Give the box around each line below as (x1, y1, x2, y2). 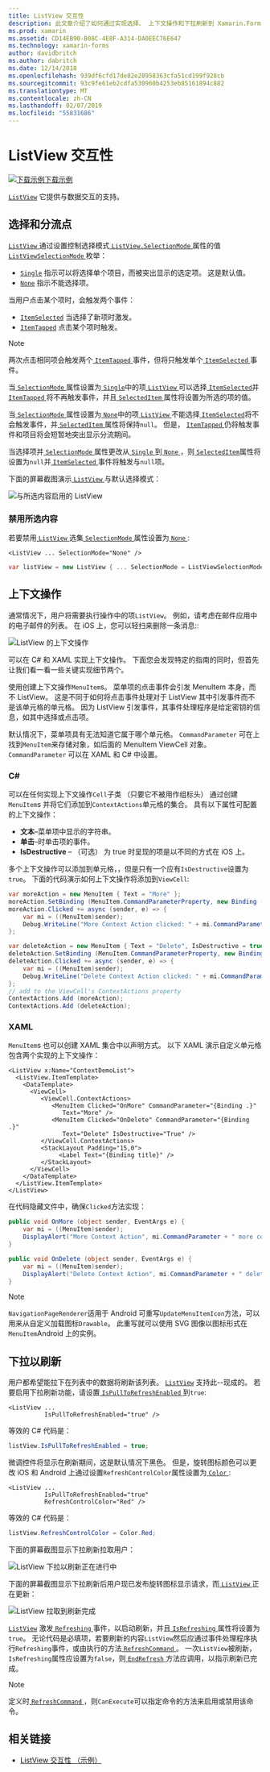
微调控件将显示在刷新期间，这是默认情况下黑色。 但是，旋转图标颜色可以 (8, 1458, 250, 1467)
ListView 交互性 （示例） (19, 1755, 102, 1765)
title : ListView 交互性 (8, 11, 84, 20)
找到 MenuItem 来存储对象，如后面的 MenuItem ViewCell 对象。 (8, 739, 211, 749)
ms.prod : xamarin (8, 27, 67, 35)
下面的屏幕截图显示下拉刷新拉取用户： (8, 1545, 135, 1554)
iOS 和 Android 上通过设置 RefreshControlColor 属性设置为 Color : (17, 1468, 231, 1478)
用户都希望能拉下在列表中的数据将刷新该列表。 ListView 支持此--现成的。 (8, 1378, 252, 1387)
